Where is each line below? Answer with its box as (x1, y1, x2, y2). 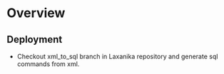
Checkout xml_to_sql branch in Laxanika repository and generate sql (16, 52, 218, 60)
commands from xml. (16, 60, 80, 68)
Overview (6, 5, 66, 21)
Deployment (6, 33, 63, 46)
